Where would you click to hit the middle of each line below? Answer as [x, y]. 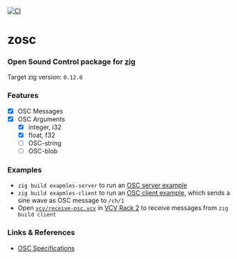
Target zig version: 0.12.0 [45, 77]
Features [23, 96]
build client [37, 215]
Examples [25, 170]
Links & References [42, 233]
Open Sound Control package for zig [72, 62]
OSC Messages [40, 111]
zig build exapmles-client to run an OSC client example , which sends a [124, 193]
